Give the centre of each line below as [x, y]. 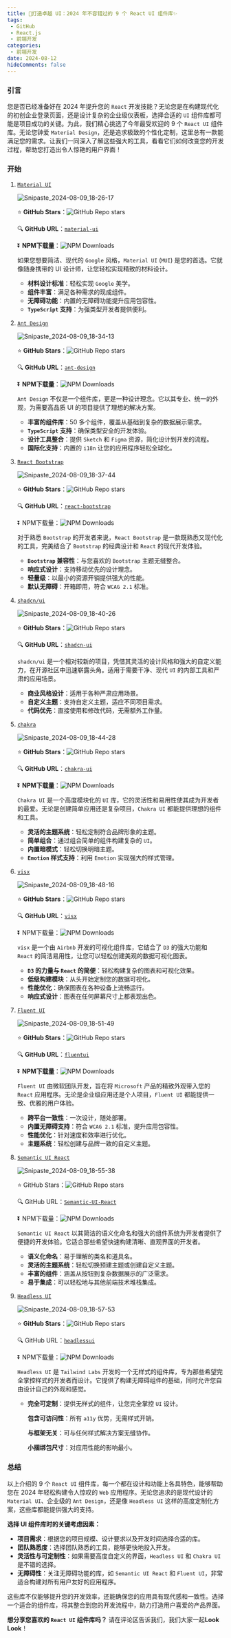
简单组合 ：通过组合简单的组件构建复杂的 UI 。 [91, 840]
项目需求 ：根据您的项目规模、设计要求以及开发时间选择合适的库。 [110, 1538]
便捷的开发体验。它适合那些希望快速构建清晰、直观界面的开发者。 [110, 1242]
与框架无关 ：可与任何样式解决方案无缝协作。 [91, 1433]
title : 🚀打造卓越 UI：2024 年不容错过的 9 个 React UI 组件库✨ [92, 13]
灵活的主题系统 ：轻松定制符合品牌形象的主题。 [93, 832]
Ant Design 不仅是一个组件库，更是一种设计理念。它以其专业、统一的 [115, 399]
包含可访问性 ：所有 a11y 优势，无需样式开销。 [92, 1418]
